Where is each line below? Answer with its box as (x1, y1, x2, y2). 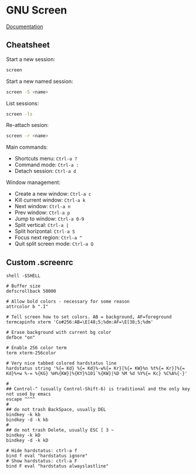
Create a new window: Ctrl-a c (14, 190, 92, 198)
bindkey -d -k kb (6, 417, 49, 423)
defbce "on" (6, 334, 35, 341)
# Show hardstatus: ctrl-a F (6, 458, 77, 464)
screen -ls (6, 111, 33, 117)
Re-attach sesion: (6, 122, 49, 129)
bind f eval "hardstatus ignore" (6, 453, 88, 459)
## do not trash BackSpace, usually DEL (6, 407, 107, 413)
